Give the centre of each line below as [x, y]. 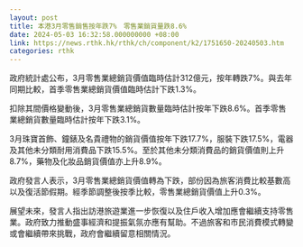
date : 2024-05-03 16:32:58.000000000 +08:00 [94, 34]
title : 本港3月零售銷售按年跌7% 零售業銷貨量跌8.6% [98, 26]
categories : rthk [42, 51]
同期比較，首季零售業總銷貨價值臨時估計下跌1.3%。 [105, 89]
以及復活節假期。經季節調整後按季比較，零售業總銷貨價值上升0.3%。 [138, 192]
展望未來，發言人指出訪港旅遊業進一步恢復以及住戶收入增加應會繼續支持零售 [151, 211]
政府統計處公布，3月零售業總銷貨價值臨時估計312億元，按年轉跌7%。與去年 [151, 78]
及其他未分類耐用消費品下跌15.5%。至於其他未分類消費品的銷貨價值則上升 [147, 151]
